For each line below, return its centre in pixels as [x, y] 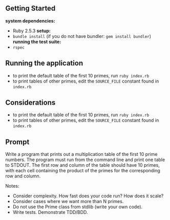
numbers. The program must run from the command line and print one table [85, 160]
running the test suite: [37, 42]
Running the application [44, 63]
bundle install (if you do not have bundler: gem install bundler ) [82, 36]
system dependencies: [30, 21]
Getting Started [30, 8]
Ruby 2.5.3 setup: [32, 31]
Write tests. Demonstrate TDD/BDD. [50, 212]
